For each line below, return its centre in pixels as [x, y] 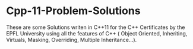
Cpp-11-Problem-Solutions [73, 11]
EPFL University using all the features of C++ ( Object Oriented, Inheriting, [97, 33]
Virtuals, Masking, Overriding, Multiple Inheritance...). [72, 40]
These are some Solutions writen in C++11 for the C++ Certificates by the [96, 27]
